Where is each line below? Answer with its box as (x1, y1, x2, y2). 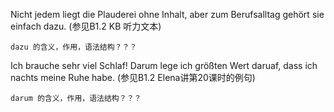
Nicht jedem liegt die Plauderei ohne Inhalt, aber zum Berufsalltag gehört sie (10, 9, 325, 20)
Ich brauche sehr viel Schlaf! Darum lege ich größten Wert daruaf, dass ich (10, 60, 318, 71)
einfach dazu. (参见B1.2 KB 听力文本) (10, 20, 162, 32)
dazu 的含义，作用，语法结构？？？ (10, 42, 138, 52)
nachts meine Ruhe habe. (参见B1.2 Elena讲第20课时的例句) (10, 72, 256, 83)
